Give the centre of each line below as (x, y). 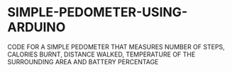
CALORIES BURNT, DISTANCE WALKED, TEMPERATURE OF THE (101, 54)
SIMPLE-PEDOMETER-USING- (98, 12)
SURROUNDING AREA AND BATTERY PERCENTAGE (83, 61)
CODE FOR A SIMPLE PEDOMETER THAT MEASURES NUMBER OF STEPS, (116, 47)
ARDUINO (37, 27)
